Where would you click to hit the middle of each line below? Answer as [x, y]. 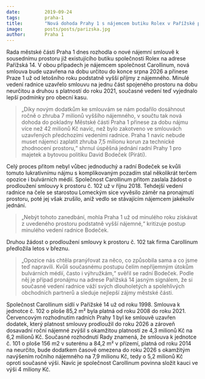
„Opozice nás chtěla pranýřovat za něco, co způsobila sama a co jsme [110, 261]
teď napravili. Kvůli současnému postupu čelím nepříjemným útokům [107, 267]
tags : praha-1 [35, 18]
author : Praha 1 [35, 35]
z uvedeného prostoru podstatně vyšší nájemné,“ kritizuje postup [103, 224]
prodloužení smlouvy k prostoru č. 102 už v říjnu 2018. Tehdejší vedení [95, 186]
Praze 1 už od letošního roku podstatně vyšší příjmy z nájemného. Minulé [98, 78]
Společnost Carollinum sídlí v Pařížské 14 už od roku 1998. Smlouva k [93, 305]
